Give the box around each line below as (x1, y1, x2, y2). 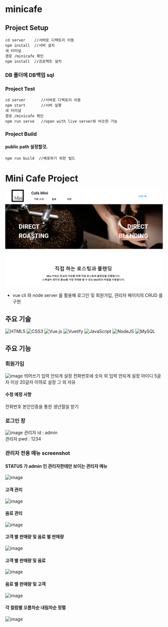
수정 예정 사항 (5, 391, 31, 397)
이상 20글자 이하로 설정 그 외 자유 (10, 379, 76, 385)
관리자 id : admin (24, 430, 58, 436)
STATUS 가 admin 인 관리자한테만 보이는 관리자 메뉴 (5, 463, 107, 469)
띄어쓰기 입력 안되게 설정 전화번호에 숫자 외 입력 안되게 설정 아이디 (24, 373, 153, 379)
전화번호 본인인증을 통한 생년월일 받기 (5, 404, 79, 410)
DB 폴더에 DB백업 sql (5, 71, 54, 78)
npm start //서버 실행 (5, 103, 61, 108)
